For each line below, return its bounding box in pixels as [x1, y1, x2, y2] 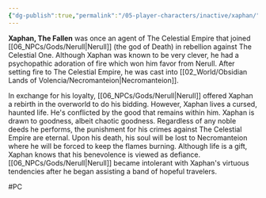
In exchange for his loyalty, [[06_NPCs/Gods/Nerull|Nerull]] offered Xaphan [8, 90, 253, 100]
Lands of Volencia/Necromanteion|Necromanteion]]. [8, 75, 180, 85]
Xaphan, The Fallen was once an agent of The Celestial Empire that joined [8, 33, 251, 43]
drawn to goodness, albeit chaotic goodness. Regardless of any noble [8, 116, 237, 125]
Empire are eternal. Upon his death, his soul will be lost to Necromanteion [8, 132, 248, 143]
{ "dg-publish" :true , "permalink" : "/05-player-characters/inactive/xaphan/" [8, 11, 260, 20]
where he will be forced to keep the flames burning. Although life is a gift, [8, 141, 248, 150]
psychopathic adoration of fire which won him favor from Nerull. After [8, 59, 235, 68]
